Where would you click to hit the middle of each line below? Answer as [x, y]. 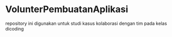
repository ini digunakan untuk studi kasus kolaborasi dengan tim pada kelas [86, 23]
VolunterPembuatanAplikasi [67, 9]
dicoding [15, 28]
